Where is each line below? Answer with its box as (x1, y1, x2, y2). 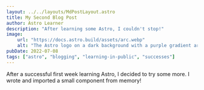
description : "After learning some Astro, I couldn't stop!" (6, 25, 165, 32)
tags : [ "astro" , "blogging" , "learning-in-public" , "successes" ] (6, 54, 175, 60)
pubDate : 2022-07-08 (6, 48, 59, 54)
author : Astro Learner (6, 20, 64, 26)
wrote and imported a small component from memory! (6, 77, 141, 84)
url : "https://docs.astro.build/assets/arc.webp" (17, 37, 146, 43)
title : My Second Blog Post (6, 14, 78, 21)
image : (6, 31, 23, 37)
